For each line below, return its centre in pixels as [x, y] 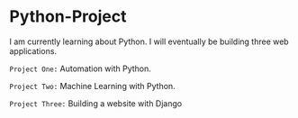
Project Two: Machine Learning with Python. [92, 86]
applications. [33, 50]
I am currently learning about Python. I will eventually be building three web [149, 41]
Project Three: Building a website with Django [96, 103]
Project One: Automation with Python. [80, 68]
